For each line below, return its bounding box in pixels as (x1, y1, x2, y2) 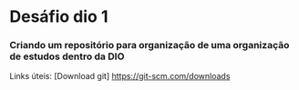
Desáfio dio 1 (9, 6, 108, 27)
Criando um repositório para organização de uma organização (9, 39, 290, 52)
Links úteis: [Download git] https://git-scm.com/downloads (9, 71, 231, 82)
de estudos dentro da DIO (9, 50, 125, 63)
